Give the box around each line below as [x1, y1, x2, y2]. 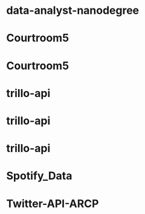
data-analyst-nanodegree [6, 4, 140, 17]
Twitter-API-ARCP [6, 197, 99, 210]
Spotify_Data [6, 169, 72, 183]
